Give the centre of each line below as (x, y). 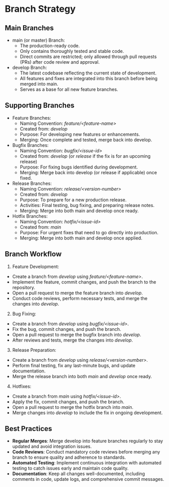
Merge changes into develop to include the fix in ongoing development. (87, 413)
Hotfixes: (22, 386)
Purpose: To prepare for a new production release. (73, 200)
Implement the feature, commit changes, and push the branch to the (84, 282)
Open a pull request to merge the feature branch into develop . (77, 293)
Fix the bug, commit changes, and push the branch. (67, 329)
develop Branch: (29, 68)
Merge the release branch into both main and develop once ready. (82, 376)
